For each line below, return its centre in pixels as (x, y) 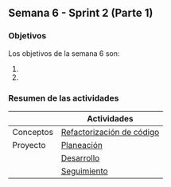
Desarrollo (80, 157)
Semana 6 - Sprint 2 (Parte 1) (81, 13)
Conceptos (33, 132)
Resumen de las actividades (64, 97)
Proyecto (29, 145)
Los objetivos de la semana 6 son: (64, 53)
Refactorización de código (110, 132)
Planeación (82, 145)
